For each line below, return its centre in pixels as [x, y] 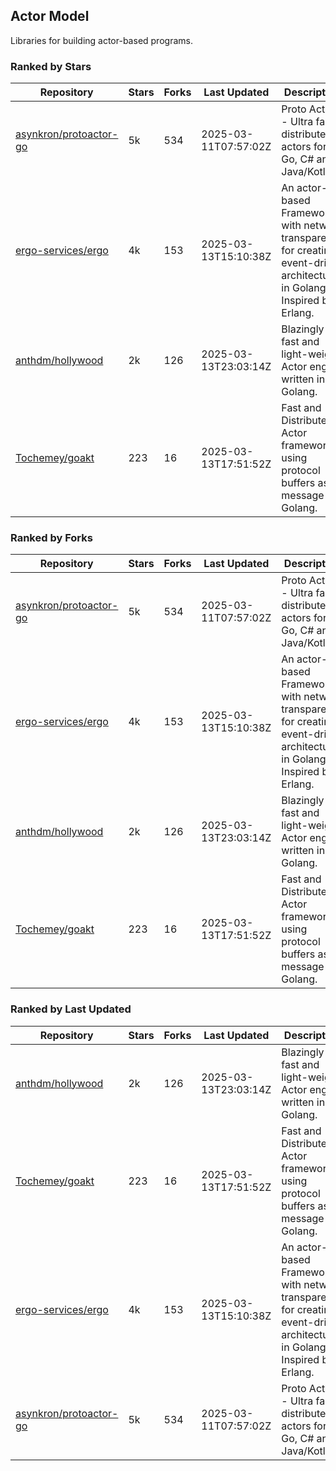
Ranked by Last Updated [71, 1009]
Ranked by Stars [51, 66]
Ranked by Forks [51, 538]
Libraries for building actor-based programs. [101, 40]
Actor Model [50, 16]
